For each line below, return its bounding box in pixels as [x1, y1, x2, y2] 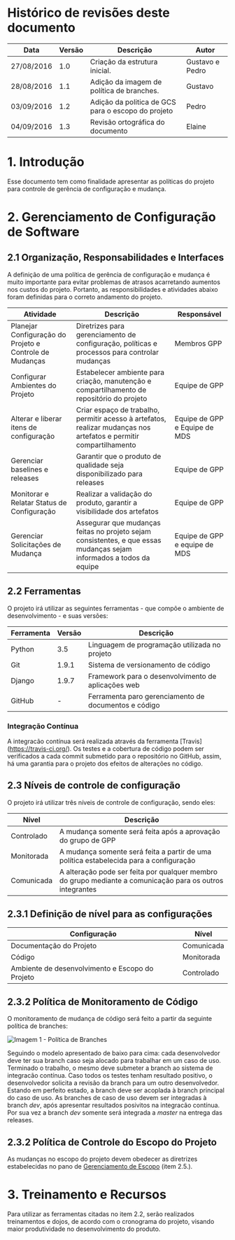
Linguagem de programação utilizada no [88, 640, 221, 649]
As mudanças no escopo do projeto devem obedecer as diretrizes [7, 1155, 198, 1163]
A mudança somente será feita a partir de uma [59, 847, 212, 857]
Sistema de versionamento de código [88, 660, 211, 670]
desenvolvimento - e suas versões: [7, 611, 108, 620]
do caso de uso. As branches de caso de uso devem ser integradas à [7, 1094, 207, 1102]
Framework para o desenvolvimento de [88, 671, 217, 681]
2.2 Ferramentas [7, 586, 82, 598]
